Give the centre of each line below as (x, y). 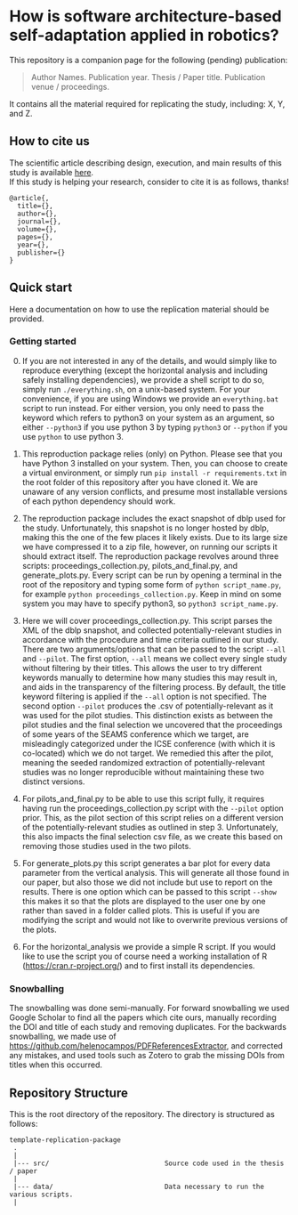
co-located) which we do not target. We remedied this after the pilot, (148, 753)
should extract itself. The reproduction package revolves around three (150, 556)
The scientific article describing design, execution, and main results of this (145, 163)
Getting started (43, 342)
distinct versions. (53, 782)
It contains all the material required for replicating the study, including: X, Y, (147, 103)
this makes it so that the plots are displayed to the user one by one (144, 901)
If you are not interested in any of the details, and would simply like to (149, 360)
